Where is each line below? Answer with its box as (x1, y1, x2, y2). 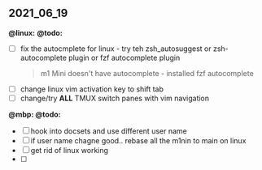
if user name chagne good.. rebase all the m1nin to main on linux (30, 136, 247, 145)
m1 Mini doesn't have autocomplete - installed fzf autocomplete (40, 68, 254, 78)
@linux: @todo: (8, 28, 63, 37)
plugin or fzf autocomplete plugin (68, 53, 181, 62)
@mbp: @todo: (8, 109, 61, 119)
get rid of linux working (30, 146, 108, 155)
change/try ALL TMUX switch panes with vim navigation (20, 93, 210, 103)
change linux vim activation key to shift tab (20, 84, 164, 94)
